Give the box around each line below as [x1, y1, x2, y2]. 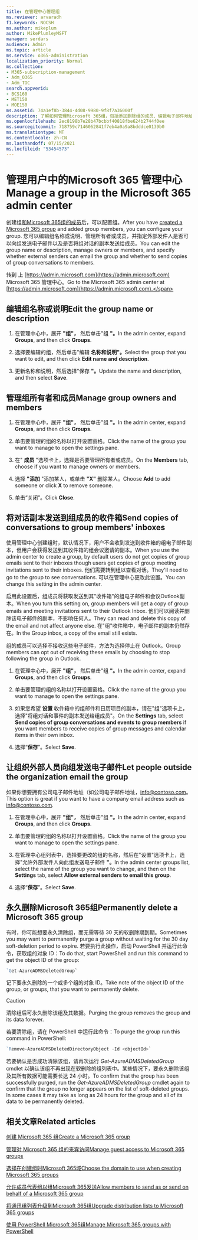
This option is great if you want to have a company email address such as [6, 795, 184, 802]
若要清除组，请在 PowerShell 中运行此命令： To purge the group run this [6, 1028, 180, 1035]
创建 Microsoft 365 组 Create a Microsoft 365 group [6, 1133, 131, 1140]
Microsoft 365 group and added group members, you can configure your [6, 226, 183, 233]
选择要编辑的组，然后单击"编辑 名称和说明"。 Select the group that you [14, 349, 187, 356]
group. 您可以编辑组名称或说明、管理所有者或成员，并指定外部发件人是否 [6, 233, 184, 240]
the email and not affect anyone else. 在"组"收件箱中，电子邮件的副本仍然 [6, 622, 185, 629]
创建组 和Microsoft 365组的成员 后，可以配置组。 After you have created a [6, 219, 183, 226]
